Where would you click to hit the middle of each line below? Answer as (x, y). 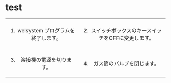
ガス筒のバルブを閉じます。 (126, 63)
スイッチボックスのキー (119, 30)
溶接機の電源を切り (44, 60)
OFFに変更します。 (131, 38)
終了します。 (46, 38)
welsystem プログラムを (46, 30)
